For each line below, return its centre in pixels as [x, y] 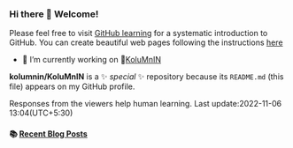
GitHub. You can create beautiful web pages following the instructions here [146, 42]
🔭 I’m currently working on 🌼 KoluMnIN [92, 60]
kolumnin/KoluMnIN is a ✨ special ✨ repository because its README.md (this [146, 77]
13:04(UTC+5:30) [41, 113]
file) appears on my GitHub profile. [72, 86]
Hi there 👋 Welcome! [54, 14]
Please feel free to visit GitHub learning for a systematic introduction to [139, 33]
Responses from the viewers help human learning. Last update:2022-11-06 [145, 104]
